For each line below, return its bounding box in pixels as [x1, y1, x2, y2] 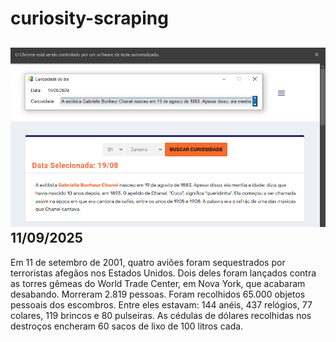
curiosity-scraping [10, 7, 169, 30]
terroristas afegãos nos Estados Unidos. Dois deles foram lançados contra [10, 267, 317, 279]
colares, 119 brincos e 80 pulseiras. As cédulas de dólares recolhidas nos [10, 309, 312, 321]
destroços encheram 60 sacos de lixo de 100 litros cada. [10, 320, 244, 332]
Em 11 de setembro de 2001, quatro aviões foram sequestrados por [10, 256, 286, 268]
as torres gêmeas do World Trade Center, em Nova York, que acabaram [10, 277, 306, 289]
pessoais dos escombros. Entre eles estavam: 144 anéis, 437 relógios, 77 [10, 298, 313, 311]
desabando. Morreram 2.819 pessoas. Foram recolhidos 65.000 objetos [10, 288, 306, 300]
